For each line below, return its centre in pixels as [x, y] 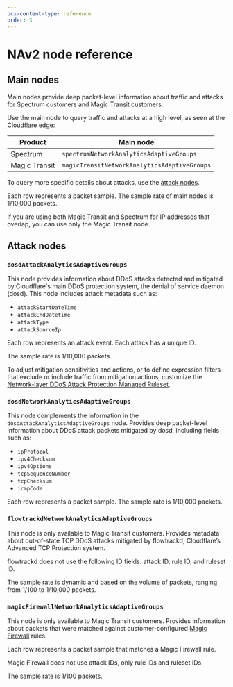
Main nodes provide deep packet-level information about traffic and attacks [115, 97]
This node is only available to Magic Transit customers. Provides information [116, 621]
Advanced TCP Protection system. [56, 548]
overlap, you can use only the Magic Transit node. [79, 224]
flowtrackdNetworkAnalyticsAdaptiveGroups [80, 519]
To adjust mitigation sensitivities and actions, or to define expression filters [114, 370]
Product [33, 142]
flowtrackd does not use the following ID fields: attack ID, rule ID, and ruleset [116, 561]
